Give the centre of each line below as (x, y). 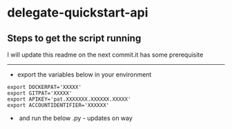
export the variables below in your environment (84, 75)
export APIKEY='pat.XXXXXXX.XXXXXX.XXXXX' (69, 99)
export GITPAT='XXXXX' (40, 93)
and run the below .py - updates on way (76, 118)
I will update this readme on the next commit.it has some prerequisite (105, 54)
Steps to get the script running (74, 38)
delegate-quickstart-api (78, 13)
